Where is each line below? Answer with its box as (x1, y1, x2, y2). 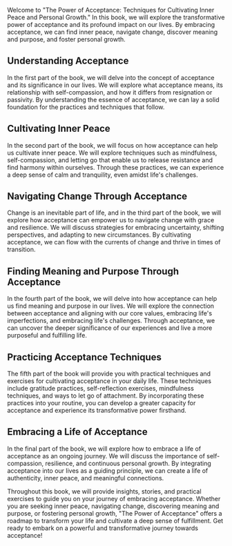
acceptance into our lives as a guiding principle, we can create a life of (7, 466, 209, 475)
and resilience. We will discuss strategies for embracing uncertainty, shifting (7, 224, 224, 232)
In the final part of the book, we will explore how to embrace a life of (7, 445, 202, 453)
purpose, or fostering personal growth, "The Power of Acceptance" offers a (7, 509, 222, 517)
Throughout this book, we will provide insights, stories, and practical (7, 487, 202, 496)
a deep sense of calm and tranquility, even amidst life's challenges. (7, 170, 198, 179)
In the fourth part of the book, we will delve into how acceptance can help (7, 295, 217, 303)
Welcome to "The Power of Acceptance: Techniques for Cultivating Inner (7, 6, 215, 14)
